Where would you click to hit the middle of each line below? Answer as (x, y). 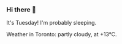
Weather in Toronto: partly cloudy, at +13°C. (62, 34)
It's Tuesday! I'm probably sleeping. (51, 23)
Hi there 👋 (21, 10)
